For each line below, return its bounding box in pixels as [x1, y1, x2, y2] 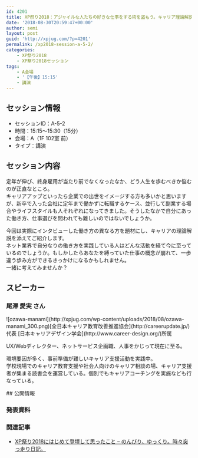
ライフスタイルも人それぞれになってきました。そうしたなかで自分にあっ [16, 207, 192, 214]
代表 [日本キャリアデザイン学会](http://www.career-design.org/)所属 [6, 330, 172, 337]
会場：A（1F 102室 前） [14, 134, 72, 141]
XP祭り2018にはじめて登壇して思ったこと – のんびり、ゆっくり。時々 [14, 437, 183, 445]
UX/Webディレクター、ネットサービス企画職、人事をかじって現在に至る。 [6, 342, 186, 350]
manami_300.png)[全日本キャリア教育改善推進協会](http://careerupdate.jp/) [6, 322, 190, 330]
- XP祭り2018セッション [16, 58, 69, 64]
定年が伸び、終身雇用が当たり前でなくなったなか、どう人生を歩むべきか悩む [6, 177, 192, 184]
